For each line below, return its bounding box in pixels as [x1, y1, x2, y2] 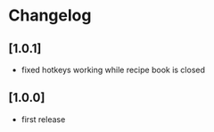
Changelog [8, 5, 92, 26]
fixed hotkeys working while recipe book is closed [21, 64, 206, 75]
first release [21, 113, 66, 125]
